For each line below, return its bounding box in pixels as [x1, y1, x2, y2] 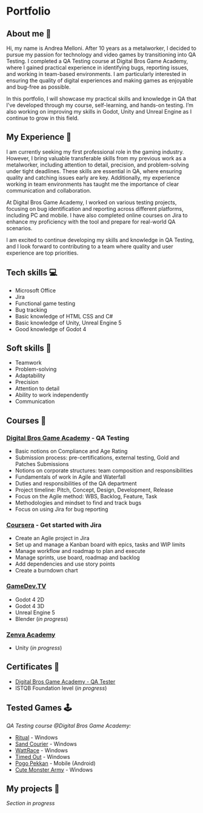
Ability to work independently [15, 391, 89, 399]
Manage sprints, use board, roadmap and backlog [15, 554, 141, 561]
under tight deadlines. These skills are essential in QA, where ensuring [6, 167, 182, 174]
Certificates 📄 [6, 662, 59, 672]
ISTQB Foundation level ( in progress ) [15, 684, 107, 691]
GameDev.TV [6, 582, 47, 591]
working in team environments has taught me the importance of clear [6, 180, 179, 188]
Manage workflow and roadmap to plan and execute [15, 547, 145, 555]
